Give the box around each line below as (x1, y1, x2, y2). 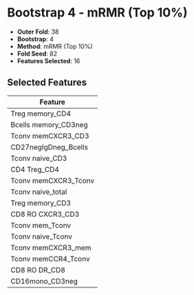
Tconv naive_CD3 (10, 153, 67, 163)
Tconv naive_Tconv (10, 232, 73, 241)
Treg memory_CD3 (10, 198, 71, 208)
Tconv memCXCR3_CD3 (10, 131, 89, 140)
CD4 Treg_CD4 (10, 164, 60, 174)
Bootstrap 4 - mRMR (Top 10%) (7, 5, 188, 21)
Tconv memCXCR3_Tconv (10, 175, 95, 185)
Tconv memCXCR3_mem (10, 243, 91, 252)
